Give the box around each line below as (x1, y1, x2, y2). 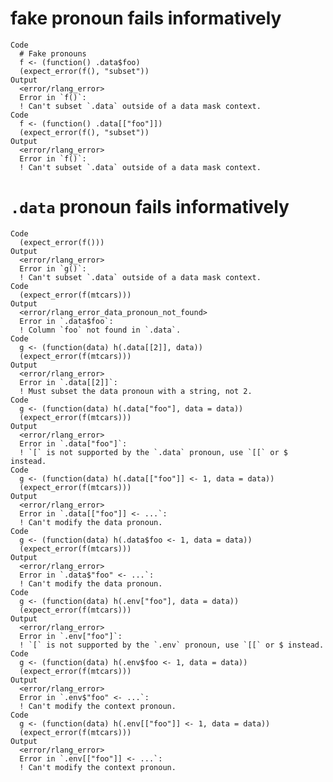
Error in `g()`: (19, 263, 87, 274)
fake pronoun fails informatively (10, 7, 282, 30)
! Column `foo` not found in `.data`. (19, 325, 182, 335)
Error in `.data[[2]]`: (19, 377, 118, 387)
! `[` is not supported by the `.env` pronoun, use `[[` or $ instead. (19, 640, 325, 650)
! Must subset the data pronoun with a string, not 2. (19, 386, 253, 396)
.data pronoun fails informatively (10, 196, 290, 219)
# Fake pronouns (19, 48, 87, 59)
